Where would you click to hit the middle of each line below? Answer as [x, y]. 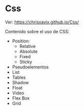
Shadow [21, 82]
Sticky [26, 62]
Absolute [28, 51]
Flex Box [21, 98]
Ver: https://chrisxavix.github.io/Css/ [42, 22]
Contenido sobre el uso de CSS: [37, 31]
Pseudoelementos [30, 67]
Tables [19, 77]
